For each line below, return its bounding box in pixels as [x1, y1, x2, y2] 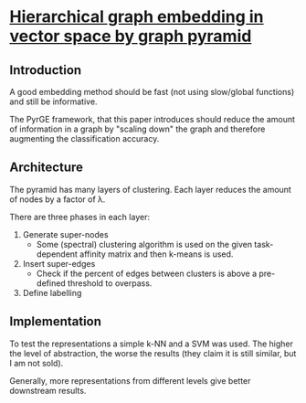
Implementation [9, 313, 102, 330]
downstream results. [9, 385, 87, 396]
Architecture [9, 160, 84, 175]
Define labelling [22, 287, 82, 298]
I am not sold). [9, 357, 64, 368]
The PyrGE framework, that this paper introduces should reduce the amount [9, 114, 295, 124]
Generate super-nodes [22, 228, 109, 239]
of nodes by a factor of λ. [9, 194, 106, 205]
